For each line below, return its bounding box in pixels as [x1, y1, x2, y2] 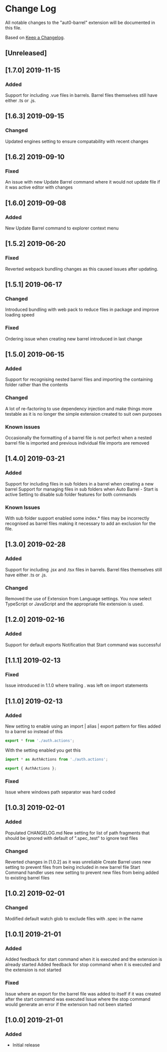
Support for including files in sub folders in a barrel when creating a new [5, 481, 154, 487]
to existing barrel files [5, 874, 50, 881]
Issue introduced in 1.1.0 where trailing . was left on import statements [5, 682, 148, 689]
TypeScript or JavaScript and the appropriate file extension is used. [5, 601, 144, 607]
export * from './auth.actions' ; [5, 738, 75, 744]
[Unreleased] [5, 49, 47, 57]
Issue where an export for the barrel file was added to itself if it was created [5, 991, 161, 997]
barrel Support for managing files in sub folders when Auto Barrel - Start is [5, 486, 159, 492]
